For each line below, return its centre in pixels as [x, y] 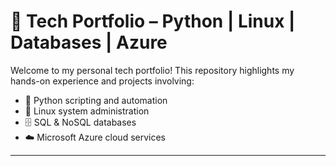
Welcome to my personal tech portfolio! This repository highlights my [152, 70]
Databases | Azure [89, 42]
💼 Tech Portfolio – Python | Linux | [153, 21]
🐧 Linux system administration [87, 111]
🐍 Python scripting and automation [96, 100]
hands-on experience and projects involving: [102, 81]
